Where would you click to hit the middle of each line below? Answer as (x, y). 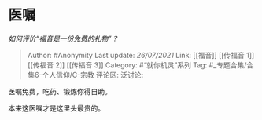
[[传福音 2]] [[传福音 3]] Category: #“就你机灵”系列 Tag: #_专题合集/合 (140, 65)
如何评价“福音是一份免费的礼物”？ (63, 38)
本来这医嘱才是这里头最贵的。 (56, 108)
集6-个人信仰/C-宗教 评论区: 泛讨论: (85, 75)
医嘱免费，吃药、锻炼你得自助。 (60, 91)
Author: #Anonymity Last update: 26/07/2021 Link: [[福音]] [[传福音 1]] (141, 55)
